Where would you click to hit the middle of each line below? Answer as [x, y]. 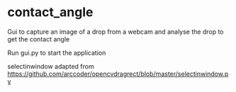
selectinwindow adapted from [51, 66]
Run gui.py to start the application [57, 53]
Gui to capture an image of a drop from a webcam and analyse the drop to [116, 32]
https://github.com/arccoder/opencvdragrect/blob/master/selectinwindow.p [118, 74]
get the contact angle [39, 39]
